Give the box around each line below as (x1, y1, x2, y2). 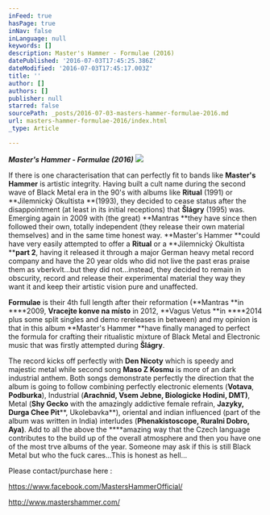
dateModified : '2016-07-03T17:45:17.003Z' (8, 65, 153, 73)
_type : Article (8, 124, 60, 132)
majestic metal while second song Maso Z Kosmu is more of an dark (8, 364, 236, 374)
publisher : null (8, 94, 63, 103)
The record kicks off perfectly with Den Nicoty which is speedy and (8, 356, 234, 366)
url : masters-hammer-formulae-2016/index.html (8, 117, 168, 125)
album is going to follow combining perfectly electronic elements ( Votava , (8, 381, 254, 391)
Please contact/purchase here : (8, 466, 113, 475)
